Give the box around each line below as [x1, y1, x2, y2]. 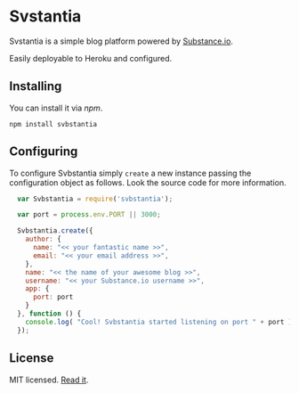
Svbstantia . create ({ [17, 226, 93, 235]
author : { [25, 234, 62, 244]
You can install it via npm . [9, 102, 103, 113]
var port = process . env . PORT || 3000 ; [17, 210, 162, 219]
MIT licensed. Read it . [9, 374, 89, 385]
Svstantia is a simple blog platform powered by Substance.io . [9, 36, 234, 46]
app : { [25, 284, 50, 293]
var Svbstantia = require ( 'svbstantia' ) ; [17, 194, 174, 203]
